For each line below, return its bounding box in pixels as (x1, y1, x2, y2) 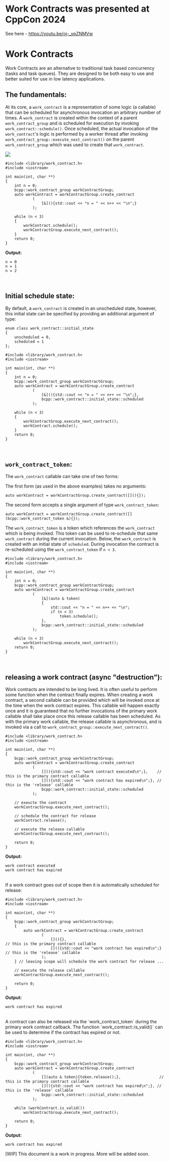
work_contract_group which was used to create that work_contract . (5, 141, 145, 147)
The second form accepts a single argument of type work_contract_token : (5, 502, 159, 508)
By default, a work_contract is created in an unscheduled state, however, (5, 305, 157, 311)
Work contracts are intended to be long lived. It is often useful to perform (5, 687, 158, 693)
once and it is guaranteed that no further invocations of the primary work (5, 708, 157, 714)
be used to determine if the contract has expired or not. (5, 1029, 121, 1035)
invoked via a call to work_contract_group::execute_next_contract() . (5, 724, 149, 730)
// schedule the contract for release (14, 814, 96, 819)
